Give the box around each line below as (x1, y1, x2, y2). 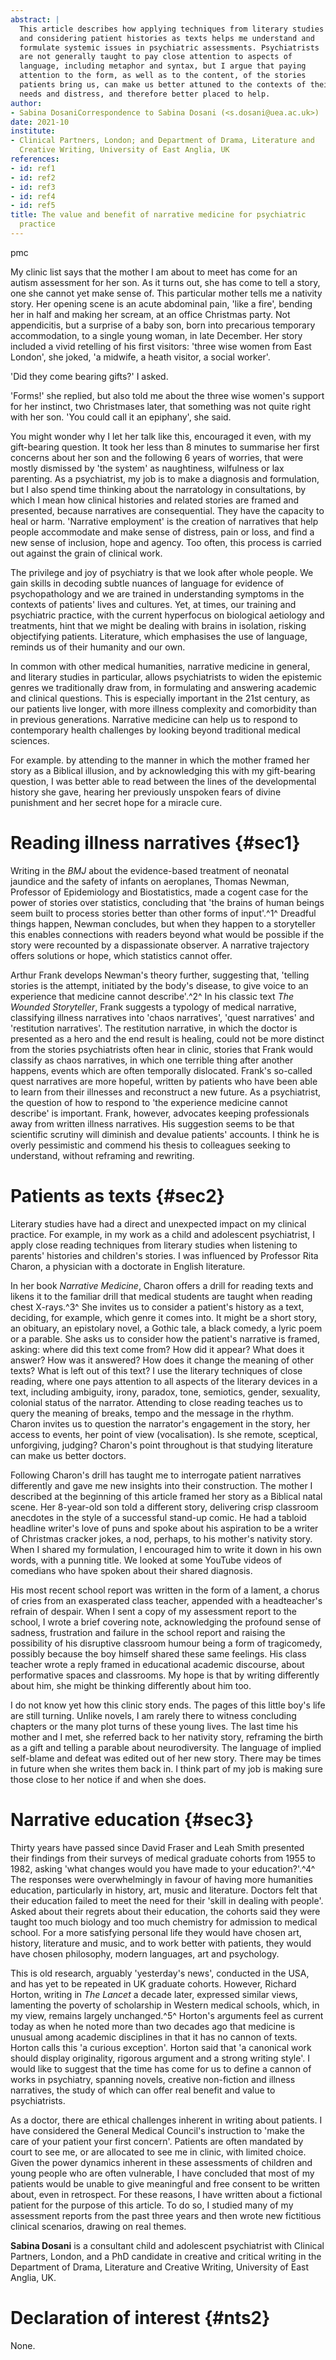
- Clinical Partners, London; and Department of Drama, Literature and (10, 136, 315, 146)
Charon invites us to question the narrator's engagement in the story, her (10, 1417, 311, 1430)
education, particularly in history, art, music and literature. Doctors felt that (10, 1884, 318, 1896)
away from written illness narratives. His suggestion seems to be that (10, 1117, 295, 1130)
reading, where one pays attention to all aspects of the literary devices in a (10, 1375, 318, 1387)
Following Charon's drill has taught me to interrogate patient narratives (10, 1469, 302, 1481)
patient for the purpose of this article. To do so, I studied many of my (10, 2199, 294, 2211)
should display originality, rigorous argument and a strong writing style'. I (10, 2052, 310, 2064)
